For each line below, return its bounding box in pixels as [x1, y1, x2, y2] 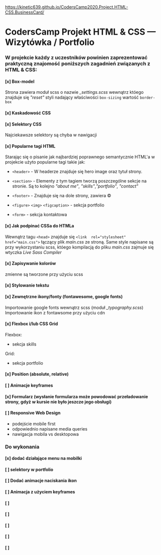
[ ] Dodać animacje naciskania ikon [5, 478, 77, 484]
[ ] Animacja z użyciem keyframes [5, 489, 75, 494]
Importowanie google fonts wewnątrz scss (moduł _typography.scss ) [5, 305, 143, 310]
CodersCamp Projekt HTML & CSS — [5, 26, 156, 38]
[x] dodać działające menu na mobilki [5, 455, 82, 461]
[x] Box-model [5, 78, 35, 84]
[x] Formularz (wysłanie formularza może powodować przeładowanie [5, 393, 148, 399]
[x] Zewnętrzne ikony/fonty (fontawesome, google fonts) [5, 293, 123, 299]
